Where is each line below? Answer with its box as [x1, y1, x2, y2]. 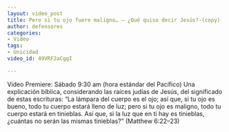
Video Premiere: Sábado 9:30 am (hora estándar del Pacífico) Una [7, 80, 195, 88]
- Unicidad [7, 49, 39, 56]
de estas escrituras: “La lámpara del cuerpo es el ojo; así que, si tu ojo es [7, 95, 215, 103]
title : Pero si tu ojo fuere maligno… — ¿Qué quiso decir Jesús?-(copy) [7, 17, 221, 23]
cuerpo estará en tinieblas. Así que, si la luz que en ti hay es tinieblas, [7, 109, 205, 117]
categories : [7, 29, 41, 37]
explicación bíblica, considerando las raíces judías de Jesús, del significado [7, 87, 223, 95]
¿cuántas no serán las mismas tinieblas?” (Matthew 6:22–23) [7, 117, 180, 125]
